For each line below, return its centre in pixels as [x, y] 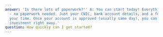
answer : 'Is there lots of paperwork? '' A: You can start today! [72, 9]
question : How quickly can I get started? [49, 27]
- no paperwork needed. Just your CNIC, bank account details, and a [81, 14]
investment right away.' [34, 23]
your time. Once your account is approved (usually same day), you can [83, 18]
